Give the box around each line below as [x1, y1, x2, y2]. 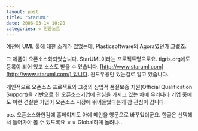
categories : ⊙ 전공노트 [6, 25, 60, 32]
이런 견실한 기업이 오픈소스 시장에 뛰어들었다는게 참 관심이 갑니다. [12, 99, 166, 106]
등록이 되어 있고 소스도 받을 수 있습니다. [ [6, 63, 102, 70]
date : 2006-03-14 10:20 [6, 20, 66, 26]
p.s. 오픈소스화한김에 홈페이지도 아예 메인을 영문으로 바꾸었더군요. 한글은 [6, 111, 176, 118]
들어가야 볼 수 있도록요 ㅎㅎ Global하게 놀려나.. [12, 118, 123, 126]
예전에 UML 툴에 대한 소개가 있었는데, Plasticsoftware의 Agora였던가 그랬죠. [6, 43, 187, 50]
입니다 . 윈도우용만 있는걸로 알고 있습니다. [72, 70, 169, 78]
